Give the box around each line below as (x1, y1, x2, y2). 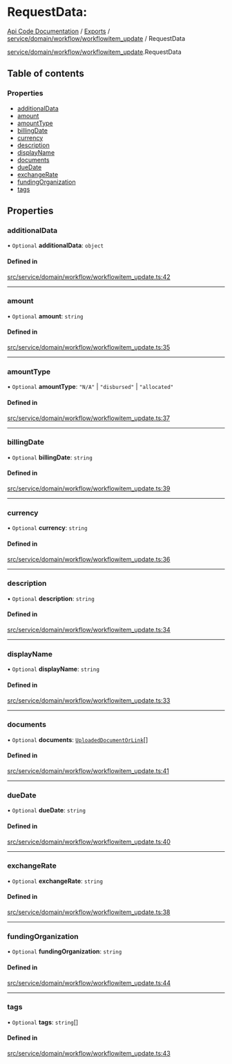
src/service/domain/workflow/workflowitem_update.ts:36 (7, 555, 171, 563)
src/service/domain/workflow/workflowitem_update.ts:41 (7, 767, 169, 775)
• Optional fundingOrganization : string (7, 947, 122, 956)
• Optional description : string (7, 594, 95, 602)
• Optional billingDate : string (7, 453, 93, 462)
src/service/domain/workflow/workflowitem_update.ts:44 (7, 978, 171, 987)
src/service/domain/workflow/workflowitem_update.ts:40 (7, 837, 171, 846)
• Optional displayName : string (7, 665, 100, 674)
